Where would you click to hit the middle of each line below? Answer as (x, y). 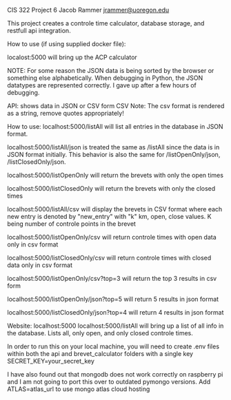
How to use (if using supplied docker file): (67, 44)
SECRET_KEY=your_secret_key (51, 361)
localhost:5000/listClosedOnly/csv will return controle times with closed (109, 258)
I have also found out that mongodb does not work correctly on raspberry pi (115, 374)
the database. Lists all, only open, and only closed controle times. (100, 333)
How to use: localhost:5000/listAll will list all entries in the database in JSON (115, 126)
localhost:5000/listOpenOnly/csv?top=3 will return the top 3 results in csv (112, 278)
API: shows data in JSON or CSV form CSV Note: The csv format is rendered (116, 106)
